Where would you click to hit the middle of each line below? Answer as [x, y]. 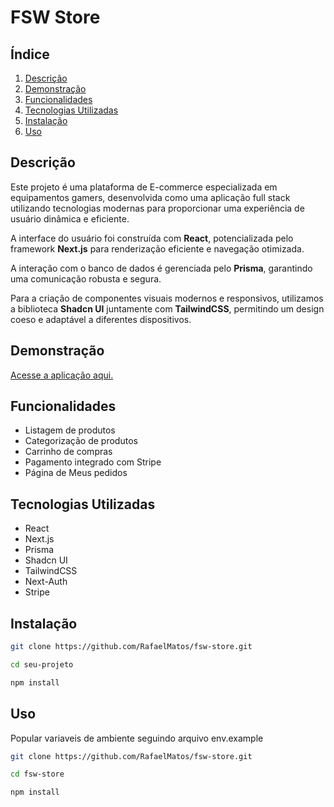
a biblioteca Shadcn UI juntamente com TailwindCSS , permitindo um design [167, 308]
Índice [30, 54]
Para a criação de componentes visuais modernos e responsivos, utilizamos [167, 298]
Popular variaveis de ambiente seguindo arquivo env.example [137, 738]
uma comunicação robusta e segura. [86, 278]
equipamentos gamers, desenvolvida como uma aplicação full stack [150, 197]
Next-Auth [46, 582]
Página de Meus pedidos [76, 473]
